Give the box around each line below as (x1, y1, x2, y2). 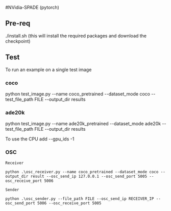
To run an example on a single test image (5, 66, 92, 73)
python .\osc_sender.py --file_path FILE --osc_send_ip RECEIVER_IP (5, 196, 154, 201)
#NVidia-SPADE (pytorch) (5, 5, 60, 10)
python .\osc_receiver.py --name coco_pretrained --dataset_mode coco (5, 169, 159, 174)
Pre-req (5, 19, 31, 28)
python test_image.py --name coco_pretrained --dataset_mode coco (5, 90, 151, 97)
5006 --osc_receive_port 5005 (37, 200, 102, 206)
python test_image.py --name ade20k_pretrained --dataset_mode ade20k (5, 121, 161, 127)
